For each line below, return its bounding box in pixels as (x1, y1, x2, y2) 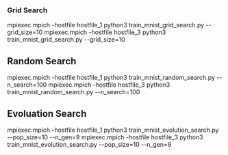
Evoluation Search (7, 108, 87, 119)
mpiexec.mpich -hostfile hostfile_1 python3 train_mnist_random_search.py (7, 74, 216, 82)
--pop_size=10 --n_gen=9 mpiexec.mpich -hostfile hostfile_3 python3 (7, 132, 203, 141)
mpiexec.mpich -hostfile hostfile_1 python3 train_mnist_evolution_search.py (7, 126, 219, 134)
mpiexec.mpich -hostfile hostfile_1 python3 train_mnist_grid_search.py (7, 21, 205, 29)
